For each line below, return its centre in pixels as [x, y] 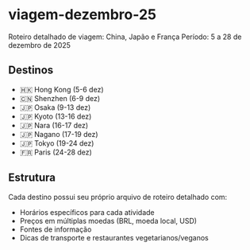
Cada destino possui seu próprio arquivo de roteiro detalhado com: [118, 197]
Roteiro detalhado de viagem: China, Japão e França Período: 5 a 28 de [125, 37]
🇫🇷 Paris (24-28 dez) [56, 152]
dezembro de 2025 [40, 45]
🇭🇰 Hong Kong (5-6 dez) [62, 89]
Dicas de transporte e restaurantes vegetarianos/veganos [114, 237]
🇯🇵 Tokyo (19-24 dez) [57, 143]
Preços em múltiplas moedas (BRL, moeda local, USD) [108, 221]
